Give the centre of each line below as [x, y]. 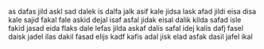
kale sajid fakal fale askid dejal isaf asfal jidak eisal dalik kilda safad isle [125, 20]
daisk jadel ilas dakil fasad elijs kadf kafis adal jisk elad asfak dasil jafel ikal [130, 36]
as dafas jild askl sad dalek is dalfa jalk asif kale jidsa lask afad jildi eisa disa [132, 11]
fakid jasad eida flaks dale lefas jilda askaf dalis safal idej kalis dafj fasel [126, 28]
